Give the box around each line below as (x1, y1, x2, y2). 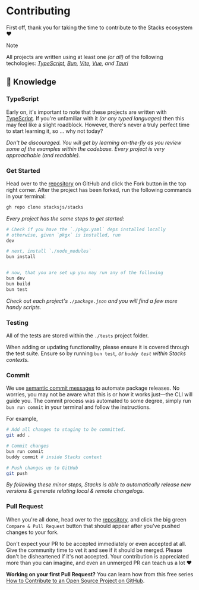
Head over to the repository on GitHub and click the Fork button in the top (6, 180, 187, 187)
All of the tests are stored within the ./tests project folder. (6, 332, 149, 339)
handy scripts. (6, 303, 42, 310)
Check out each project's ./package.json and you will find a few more (6, 297, 178, 305)
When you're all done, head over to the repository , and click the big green (6, 516, 187, 523)
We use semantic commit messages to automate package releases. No (6, 384, 180, 392)
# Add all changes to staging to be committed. (6, 427, 127, 433)
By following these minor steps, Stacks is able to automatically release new (6, 481, 191, 488)
